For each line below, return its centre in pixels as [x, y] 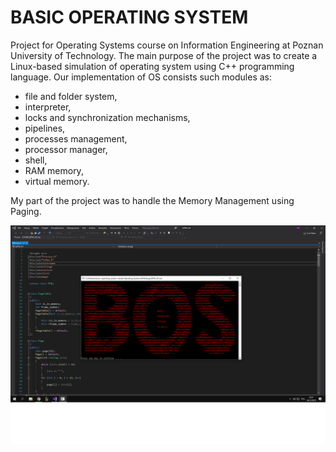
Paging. [26, 211]
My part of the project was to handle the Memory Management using [152, 200]
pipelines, [45, 128]
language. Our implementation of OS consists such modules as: [141, 77]
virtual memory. [57, 181]
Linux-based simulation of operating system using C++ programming [152, 66]
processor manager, [66, 149]
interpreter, [48, 107]
